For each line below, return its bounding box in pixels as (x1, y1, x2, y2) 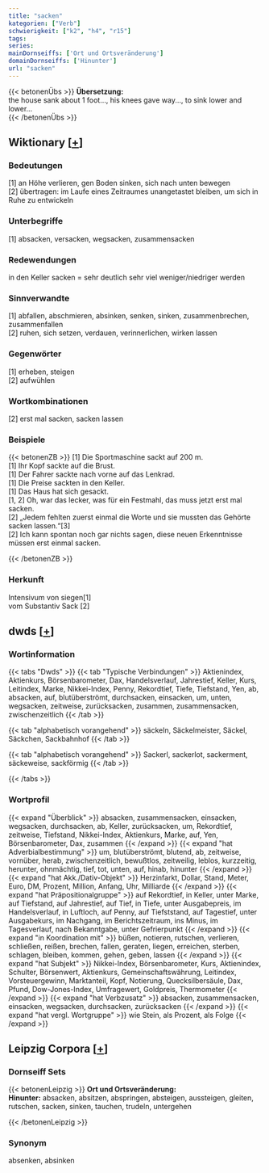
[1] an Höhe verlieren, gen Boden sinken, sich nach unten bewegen (8, 179, 231, 188)
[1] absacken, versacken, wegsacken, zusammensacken (8, 233, 195, 243)
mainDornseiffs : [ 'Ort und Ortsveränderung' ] (8, 49, 163, 57)
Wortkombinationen (8, 395, 89, 406)
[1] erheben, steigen (8, 367, 75, 376)
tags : (8, 34, 27, 43)
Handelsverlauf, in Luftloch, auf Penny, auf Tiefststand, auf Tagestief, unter (8, 906, 258, 917)
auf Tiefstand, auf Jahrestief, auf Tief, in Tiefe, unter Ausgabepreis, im (8, 898, 242, 908)
